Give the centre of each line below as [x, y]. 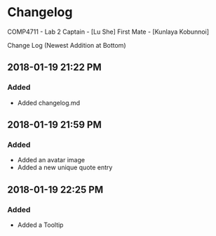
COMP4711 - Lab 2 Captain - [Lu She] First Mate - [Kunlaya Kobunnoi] [108, 32]
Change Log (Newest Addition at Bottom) [67, 45]
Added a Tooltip [40, 225]
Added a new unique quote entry [65, 168]
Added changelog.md [49, 103]
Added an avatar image [51, 160]
